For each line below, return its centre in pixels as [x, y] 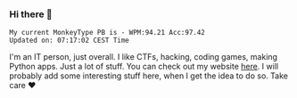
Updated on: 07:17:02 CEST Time [69, 41]
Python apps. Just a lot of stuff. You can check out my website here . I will [144, 67]
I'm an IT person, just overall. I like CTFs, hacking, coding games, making [144, 57]
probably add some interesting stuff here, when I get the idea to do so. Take [148, 76]
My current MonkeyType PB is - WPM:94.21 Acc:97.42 [107, 33]
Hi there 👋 [31, 14]
